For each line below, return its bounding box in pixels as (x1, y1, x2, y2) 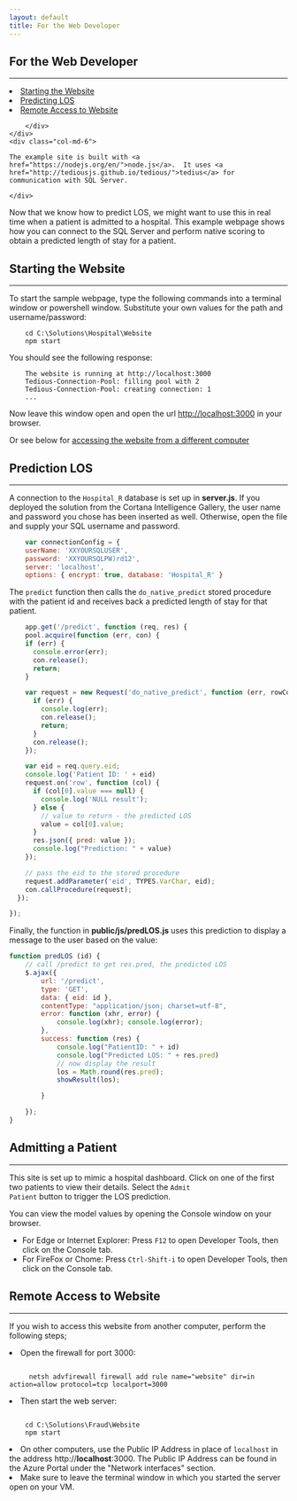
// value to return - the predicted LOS (41, 811, 192, 820)
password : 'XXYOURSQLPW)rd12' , (25, 554, 141, 563)
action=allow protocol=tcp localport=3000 (9, 1380, 168, 1388)
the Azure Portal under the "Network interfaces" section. (9, 1462, 217, 1473)
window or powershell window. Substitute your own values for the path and (9, 302, 284, 313)
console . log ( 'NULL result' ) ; (41, 794, 148, 803)
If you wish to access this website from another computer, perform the (9, 1320, 267, 1331)
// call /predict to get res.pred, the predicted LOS (25, 960, 227, 969)
